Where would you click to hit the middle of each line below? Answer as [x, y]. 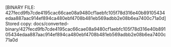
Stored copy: [19, 24]
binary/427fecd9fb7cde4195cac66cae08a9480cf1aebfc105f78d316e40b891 [86, 29]
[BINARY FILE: [20, 7]
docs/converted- [51, 24]
